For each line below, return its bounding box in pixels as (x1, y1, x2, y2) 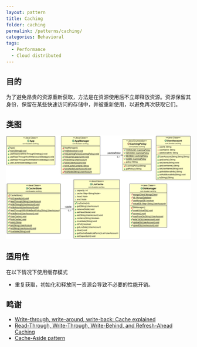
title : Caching (6, 15, 43, 22)
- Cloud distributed (11, 53, 62, 59)
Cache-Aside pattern (14, 334, 66, 341)
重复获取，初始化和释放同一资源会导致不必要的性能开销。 (14, 281, 154, 288)
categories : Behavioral (6, 34, 64, 40)
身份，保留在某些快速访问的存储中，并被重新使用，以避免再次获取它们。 (6, 100, 181, 108)
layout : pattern (6, 9, 46, 15)
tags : (6, 40, 19, 46)
